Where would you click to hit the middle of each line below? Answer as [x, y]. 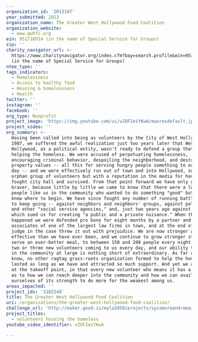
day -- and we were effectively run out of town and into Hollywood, [98, 171]
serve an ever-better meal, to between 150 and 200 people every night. [103, 242]
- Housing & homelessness [43, 89]
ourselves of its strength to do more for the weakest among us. [93, 281]
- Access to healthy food [43, 83]
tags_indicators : [27, 72]
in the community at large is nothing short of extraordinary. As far [100, 253]
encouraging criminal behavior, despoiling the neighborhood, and [95, 160]
